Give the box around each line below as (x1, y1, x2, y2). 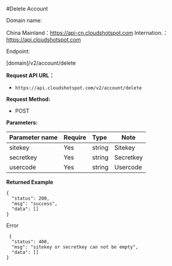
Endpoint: (6, 48, 30, 55)
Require (63, 133, 87, 141)
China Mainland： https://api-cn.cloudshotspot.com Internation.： (6, 30, 168, 36)
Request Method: (6, 96, 51, 103)
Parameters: (6, 119, 38, 126)
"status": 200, (11, 195, 50, 201)
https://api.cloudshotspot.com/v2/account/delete (14, 85, 143, 91)
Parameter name (9, 133, 58, 141)
